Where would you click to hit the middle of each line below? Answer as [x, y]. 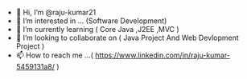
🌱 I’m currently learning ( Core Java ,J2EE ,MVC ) [97, 29]
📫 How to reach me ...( [55, 55]
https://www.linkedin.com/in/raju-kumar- [163, 55]
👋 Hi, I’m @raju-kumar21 [56, 12]
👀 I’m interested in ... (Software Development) [91, 21]
